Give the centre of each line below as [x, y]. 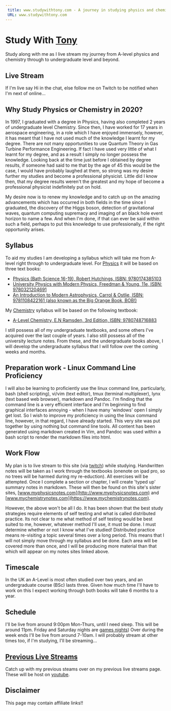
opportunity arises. [25, 230]
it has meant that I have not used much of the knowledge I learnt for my [80, 138]
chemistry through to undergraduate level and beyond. [63, 60]
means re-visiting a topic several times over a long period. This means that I [85, 535]
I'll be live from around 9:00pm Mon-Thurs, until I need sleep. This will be [82, 625]
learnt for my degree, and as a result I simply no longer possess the [76, 154]
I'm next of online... [25, 94]
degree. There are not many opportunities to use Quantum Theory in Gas [82, 144]
